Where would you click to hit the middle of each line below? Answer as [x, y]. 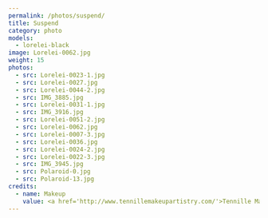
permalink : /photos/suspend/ [57, 16]
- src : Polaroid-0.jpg [53, 172]
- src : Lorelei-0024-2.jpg [60, 149]
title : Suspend [33, 23]
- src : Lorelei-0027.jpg [57, 82]
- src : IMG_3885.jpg [49, 97]
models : [21, 38]
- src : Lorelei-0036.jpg [57, 142]
